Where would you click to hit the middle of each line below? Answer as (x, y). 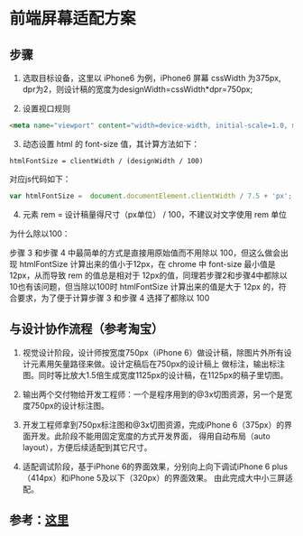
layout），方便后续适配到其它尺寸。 (87, 447)
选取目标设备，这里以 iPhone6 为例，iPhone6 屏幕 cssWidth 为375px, (151, 78)
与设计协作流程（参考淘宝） (87, 329)
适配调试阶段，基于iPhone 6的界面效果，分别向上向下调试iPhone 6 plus (155, 467)
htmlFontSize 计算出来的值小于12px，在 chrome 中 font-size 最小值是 (148, 263)
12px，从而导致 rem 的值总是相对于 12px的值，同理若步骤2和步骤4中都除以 (149, 275)
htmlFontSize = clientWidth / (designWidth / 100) (106, 161)
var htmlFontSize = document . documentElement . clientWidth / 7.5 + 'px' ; (151, 196)
